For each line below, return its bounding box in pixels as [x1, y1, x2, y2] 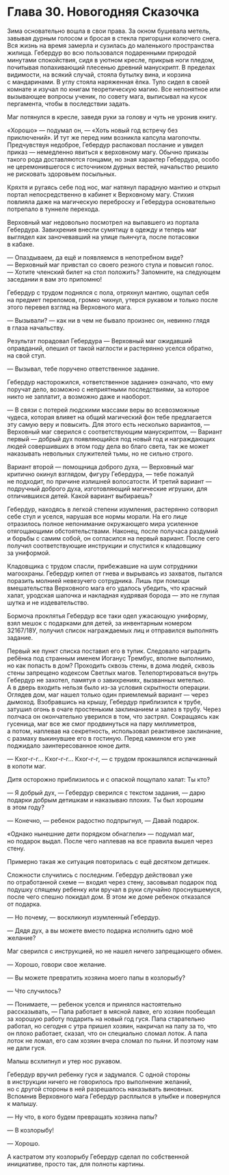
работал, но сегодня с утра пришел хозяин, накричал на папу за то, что [7, 1022, 217, 1030]
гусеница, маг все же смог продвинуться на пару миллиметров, [7, 719, 197, 728]
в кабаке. [7, 240, 34, 248]
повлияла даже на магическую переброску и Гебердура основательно [7, 197, 216, 206]
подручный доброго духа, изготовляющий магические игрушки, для [7, 484, 207, 493]
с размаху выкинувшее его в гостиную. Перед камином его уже [7, 734, 196, 742]
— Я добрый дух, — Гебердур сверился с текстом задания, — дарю [7, 789, 206, 797]
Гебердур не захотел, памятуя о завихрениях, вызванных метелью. [7, 676, 206, 684]
